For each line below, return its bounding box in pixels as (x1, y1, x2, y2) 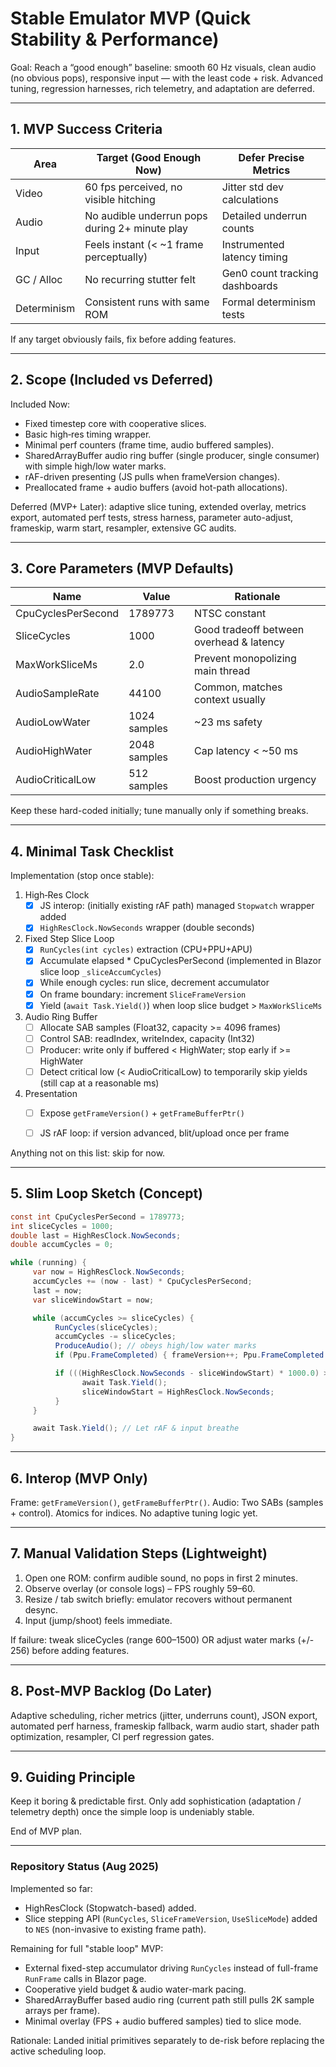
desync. (24, 1603, 59, 1616)
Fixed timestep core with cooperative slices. (24, 417, 207, 429)
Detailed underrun (221, 208, 308, 222)
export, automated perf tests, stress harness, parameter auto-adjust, (10, 511, 294, 523)
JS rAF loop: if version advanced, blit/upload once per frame (39, 1127, 290, 1139)
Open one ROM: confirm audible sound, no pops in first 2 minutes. (24, 1572, 299, 1584)
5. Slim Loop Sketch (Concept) (10, 1185, 204, 1202)
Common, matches (194, 680, 283, 694)
